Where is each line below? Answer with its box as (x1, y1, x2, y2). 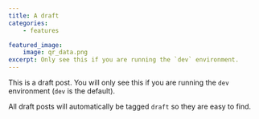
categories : (8, 19, 48, 27)
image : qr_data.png (23, 49, 88, 57)
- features (23, 26, 60, 34)
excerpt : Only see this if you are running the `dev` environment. (8, 56, 240, 64)
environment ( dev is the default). (8, 86, 115, 96)
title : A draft (8, 11, 60, 20)
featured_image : (8, 41, 63, 49)
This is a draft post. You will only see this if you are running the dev (8, 77, 229, 87)
